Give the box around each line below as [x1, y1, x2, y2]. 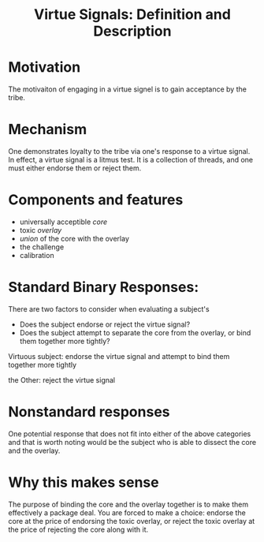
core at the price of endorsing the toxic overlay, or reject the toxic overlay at [8, 516, 255, 525]
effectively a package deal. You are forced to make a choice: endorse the [8, 507, 246, 518]
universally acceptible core [19, 217, 108, 226]
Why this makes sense [8, 473, 159, 492]
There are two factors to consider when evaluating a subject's [8, 304, 210, 313]
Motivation [8, 58, 81, 77]
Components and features [8, 191, 184, 209]
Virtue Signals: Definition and [34, 6, 231, 24]
